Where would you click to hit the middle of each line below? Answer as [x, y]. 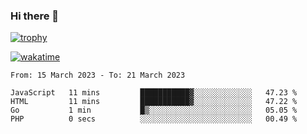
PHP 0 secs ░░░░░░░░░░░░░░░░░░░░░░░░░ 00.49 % [154, 119]
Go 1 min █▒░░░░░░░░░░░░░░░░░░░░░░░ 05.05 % [154, 110]
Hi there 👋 [35, 16]
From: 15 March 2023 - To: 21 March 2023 [98, 75]
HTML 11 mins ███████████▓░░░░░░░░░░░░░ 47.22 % [154, 102]
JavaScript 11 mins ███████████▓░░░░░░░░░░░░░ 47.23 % [154, 93]
